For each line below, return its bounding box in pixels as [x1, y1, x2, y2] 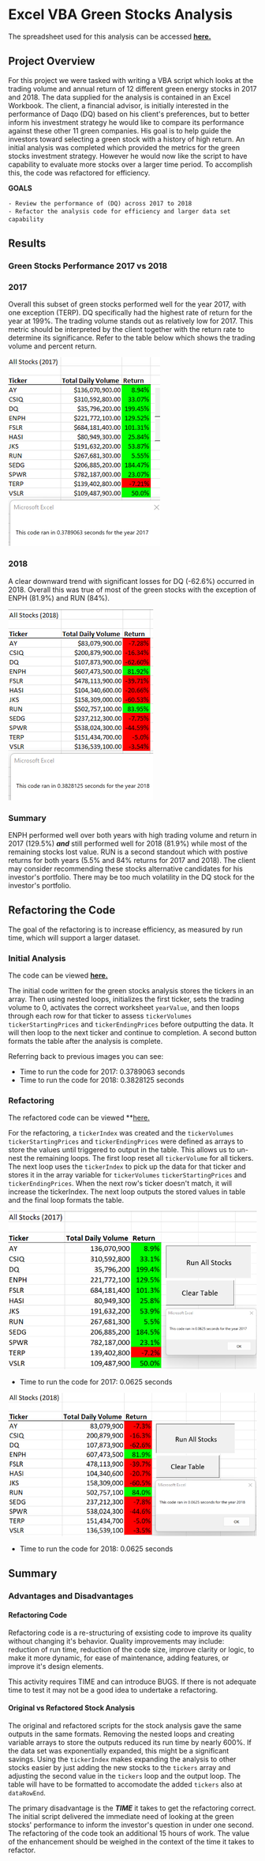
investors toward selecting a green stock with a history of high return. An [8, 134, 245, 144]
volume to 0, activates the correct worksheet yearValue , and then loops [8, 1003, 240, 1012]
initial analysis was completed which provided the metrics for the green [8, 142, 241, 152]
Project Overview [8, 55, 95, 68]
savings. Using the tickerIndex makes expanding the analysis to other [8, 1754, 237, 1764]
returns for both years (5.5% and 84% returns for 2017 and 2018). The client [8, 855, 256, 865]
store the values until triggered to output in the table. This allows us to [8, 1145, 236, 1155]
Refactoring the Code [8, 903, 116, 917]
